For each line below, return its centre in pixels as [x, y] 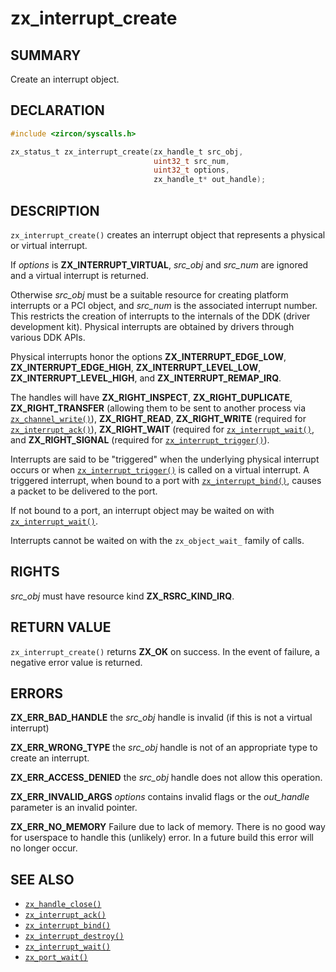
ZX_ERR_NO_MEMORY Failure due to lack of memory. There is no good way [168, 827]
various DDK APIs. [48, 337]
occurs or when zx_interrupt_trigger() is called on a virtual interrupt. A [160, 470]
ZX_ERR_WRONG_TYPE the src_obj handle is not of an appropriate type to [164, 748]
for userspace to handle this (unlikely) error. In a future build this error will [162, 838]
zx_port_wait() [56, 958]
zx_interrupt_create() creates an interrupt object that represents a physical [168, 235]
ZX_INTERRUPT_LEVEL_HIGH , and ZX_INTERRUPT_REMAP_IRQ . [146, 378]
